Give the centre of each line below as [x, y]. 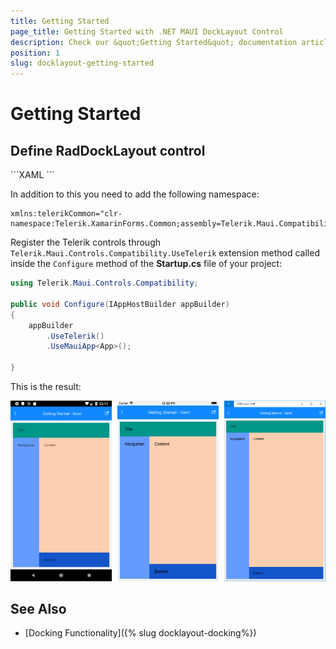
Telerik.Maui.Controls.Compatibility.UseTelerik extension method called [165, 253]
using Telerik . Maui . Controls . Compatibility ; [104, 283]
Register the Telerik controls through [86, 242]
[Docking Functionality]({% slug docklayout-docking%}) [140, 633]
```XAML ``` [32, 175]
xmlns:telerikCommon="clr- [66, 214]
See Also [38, 609]
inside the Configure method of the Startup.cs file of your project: [146, 264]
